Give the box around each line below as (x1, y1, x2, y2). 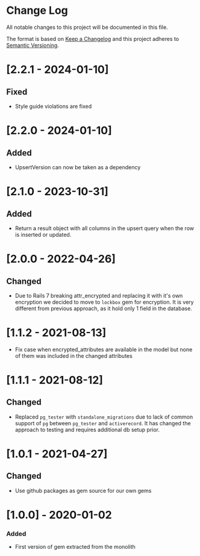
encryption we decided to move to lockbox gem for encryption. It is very (14, 298, 194, 305)
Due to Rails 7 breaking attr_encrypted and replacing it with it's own (14, 292, 183, 299)
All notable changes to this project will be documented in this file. (6, 23, 169, 31)
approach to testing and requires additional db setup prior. (14, 426, 160, 433)
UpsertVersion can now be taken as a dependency (14, 163, 141, 170)
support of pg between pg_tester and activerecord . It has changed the (14, 419, 191, 426)
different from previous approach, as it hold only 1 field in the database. (14, 305, 193, 312)
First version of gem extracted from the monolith (14, 543, 136, 551)
